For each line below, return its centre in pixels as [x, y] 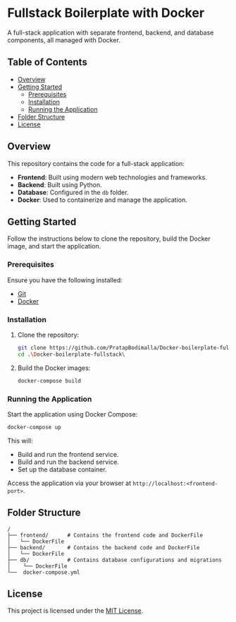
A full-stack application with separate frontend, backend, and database [111, 32]
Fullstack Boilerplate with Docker [106, 13]
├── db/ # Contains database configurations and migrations [114, 560]
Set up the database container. [62, 469]
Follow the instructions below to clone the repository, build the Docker [109, 239]
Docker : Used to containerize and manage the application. [103, 200]
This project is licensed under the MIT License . [75, 611]
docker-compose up [34, 427]
